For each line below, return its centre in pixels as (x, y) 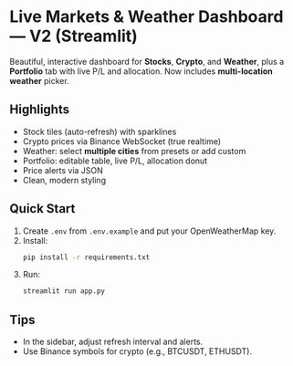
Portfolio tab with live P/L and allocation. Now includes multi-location (141, 71)
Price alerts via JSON (63, 170)
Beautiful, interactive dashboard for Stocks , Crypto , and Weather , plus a (147, 61)
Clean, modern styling (64, 180)
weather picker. (40, 80)
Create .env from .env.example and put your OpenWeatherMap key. (149, 231)
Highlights (40, 110)
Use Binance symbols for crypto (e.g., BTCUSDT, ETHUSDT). (137, 351)
